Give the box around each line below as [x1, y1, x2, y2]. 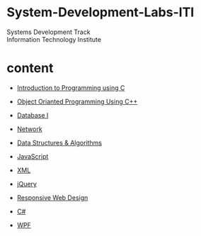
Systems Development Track [6, 28, 91, 36]
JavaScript [16, 152, 49, 160]
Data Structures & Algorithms [16, 138, 102, 147]
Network [16, 125, 43, 133]
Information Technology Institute [6, 35, 102, 43]
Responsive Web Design [16, 193, 88, 202]
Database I [16, 111, 49, 119]
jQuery [16, 179, 37, 188]
